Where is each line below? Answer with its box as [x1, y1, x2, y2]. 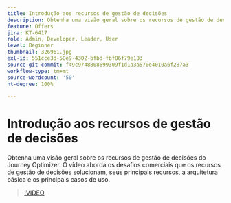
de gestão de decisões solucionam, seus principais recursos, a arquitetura [7, 168, 219, 176]
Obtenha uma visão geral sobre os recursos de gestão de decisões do [7, 153, 206, 162]
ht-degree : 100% [7, 81, 54, 87]
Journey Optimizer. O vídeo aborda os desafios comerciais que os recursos [7, 161, 221, 169]
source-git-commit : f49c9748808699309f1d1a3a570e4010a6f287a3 [7, 61, 189, 68]
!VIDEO [23, 189, 45, 197]
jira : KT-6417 [7, 29, 48, 36]
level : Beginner [7, 42, 54, 49]
